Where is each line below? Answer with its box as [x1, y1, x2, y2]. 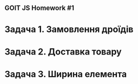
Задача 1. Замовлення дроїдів [4, 24, 134, 35]
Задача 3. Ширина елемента [4, 68, 127, 80]
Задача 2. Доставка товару [4, 46, 122, 57]
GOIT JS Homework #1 [4, 4, 74, 12]
